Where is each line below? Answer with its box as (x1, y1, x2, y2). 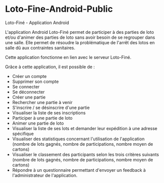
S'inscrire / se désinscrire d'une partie (12, 105, 90, 110)
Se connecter (12, 83, 40, 89)
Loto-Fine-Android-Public (5, 3, 113, 15)
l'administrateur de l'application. (12, 172, 78, 178)
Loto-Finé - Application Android (5, 20, 70, 26)
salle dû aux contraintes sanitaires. (5, 45, 76, 51)
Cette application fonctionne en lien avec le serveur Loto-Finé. (5, 54, 132, 60)
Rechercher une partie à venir (12, 99, 73, 105)
